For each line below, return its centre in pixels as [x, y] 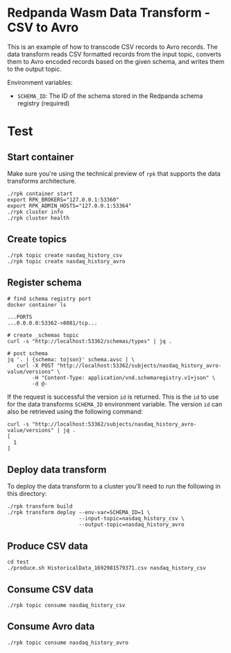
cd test [18, 562]
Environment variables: [40, 82]
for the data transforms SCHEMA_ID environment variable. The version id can [115, 404]
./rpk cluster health [38, 218]
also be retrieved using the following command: [75, 411]
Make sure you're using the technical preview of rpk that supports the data [114, 173]
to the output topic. [35, 69]
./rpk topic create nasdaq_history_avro [67, 261]
